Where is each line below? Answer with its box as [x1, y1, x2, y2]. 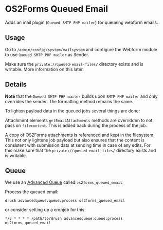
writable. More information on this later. [5, 66, 84, 72]
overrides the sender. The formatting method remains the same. [5, 98, 133, 104]
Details [5, 80, 27, 88]
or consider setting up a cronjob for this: [5, 207, 86, 212]
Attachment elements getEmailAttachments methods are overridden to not [5, 117, 153, 123]
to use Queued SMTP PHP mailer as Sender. [5, 52, 89, 57]
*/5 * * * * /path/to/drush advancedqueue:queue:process [5, 216, 123, 221]
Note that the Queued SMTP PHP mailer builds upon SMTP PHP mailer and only [5, 93, 158, 99]
